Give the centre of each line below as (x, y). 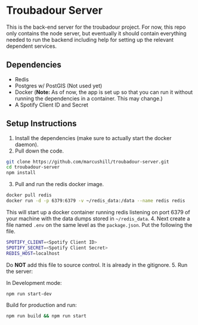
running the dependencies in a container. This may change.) (89, 98)
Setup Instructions (41, 124)
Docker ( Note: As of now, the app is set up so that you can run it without (104, 92)
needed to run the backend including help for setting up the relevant (90, 40)
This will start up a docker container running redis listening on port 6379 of (98, 212)
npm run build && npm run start (46, 316)
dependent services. (32, 46)
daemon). (27, 144)
